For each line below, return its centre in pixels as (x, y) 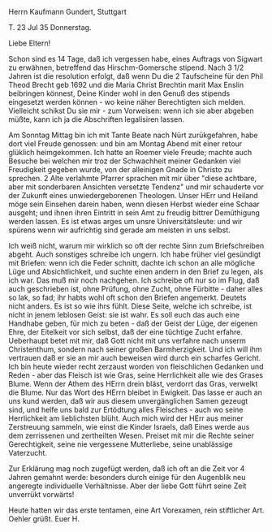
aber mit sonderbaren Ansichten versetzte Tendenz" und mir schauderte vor (136, 187)
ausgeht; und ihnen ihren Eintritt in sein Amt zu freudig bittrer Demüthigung (134, 213)
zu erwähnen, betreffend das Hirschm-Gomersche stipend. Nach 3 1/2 (126, 67)
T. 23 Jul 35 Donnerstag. (50, 27)
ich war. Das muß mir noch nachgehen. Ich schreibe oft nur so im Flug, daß (134, 280)
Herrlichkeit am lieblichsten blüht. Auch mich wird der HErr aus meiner (126, 418)
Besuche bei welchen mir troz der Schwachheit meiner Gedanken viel (125, 161)
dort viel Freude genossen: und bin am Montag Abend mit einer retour (125, 144)
